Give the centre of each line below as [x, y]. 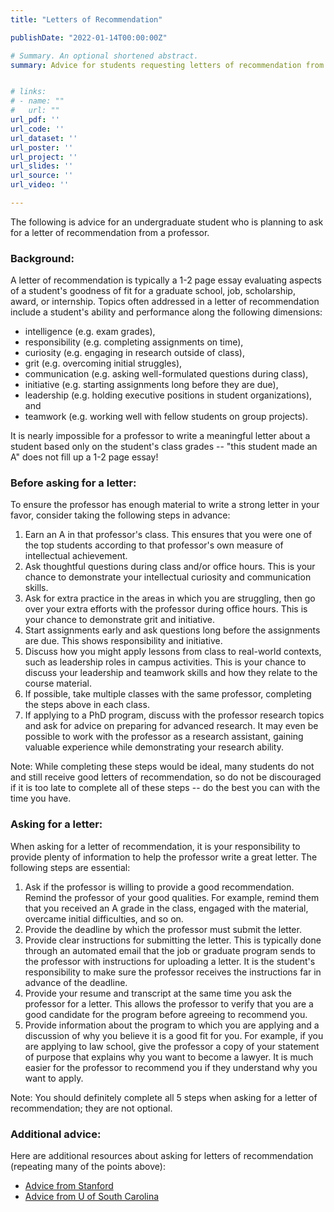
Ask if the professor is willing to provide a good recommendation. [159, 887]
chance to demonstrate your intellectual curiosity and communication [168, 577]
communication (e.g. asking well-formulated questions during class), [166, 374]
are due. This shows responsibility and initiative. [123, 641]
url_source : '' [42, 176]
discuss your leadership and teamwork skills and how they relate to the [171, 673]
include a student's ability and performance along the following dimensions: [166, 312]
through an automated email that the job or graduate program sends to [170, 950]
